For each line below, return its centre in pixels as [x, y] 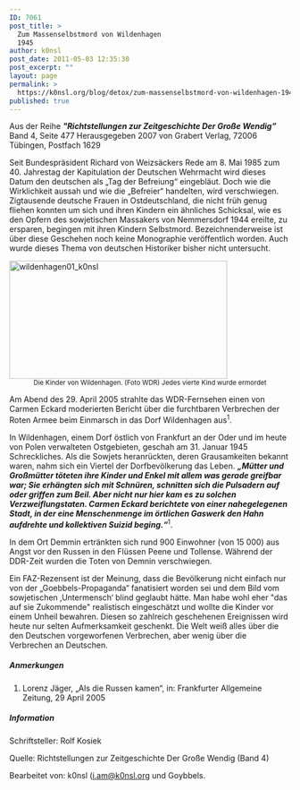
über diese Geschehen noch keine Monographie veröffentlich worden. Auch [149, 239]
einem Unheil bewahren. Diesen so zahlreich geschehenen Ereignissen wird [149, 616]
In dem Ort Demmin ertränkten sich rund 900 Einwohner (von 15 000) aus [144, 542]
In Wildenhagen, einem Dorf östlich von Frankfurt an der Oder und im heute [148, 438]
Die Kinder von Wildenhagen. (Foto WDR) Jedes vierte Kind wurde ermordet [150, 383]
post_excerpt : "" [42, 68]
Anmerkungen [37, 665]
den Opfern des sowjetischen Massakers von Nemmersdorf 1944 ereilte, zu [148, 219]
